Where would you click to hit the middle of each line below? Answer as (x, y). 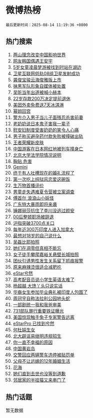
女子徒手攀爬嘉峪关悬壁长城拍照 (46, 254)
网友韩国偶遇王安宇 (33, 61)
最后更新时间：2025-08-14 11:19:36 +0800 (47, 25)
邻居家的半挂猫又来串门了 (39, 380)
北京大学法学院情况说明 (37, 155)
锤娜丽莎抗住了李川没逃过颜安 (43, 210)
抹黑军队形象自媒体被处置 (39, 86)
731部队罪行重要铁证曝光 (38, 311)
